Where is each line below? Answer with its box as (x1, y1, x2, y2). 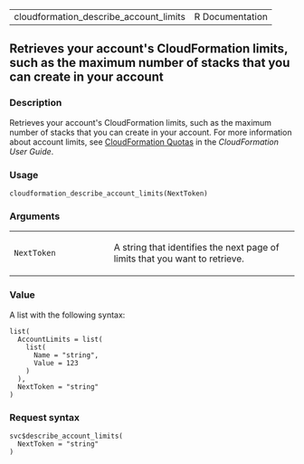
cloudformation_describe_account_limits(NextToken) (9, 189, 208, 198)
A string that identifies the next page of (113, 241, 280, 254)
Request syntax (9, 411, 80, 423)
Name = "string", (33, 350, 100, 360)
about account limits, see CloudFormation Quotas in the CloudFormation (9, 136, 279, 147)
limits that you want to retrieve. (113, 252, 244, 265)
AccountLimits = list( (17, 335, 103, 344)
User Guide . (9, 146, 54, 156)
